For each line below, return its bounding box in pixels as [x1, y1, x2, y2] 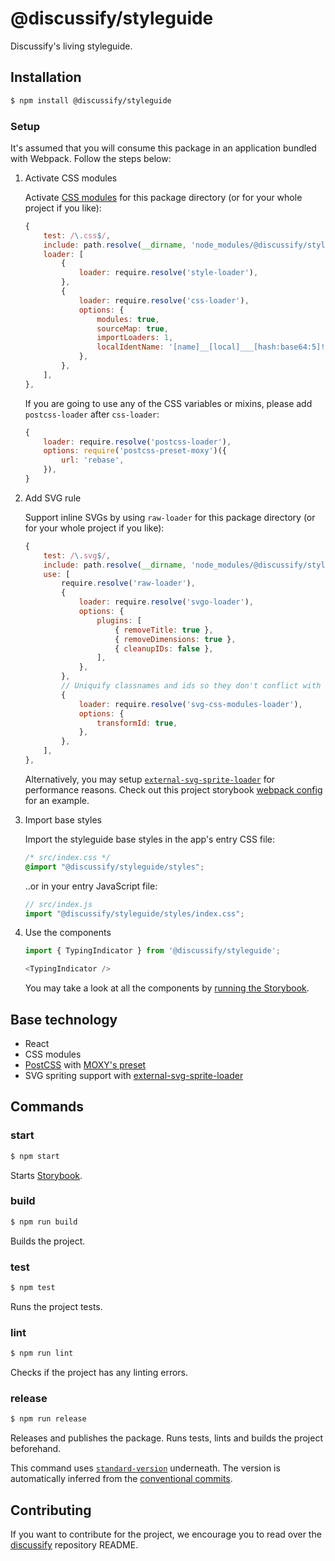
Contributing [10, 1502, 92, 1519]
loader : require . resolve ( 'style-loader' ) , [78, 268, 259, 278]
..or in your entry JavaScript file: [24, 880, 158, 892]
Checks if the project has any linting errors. [10, 1367, 189, 1379]
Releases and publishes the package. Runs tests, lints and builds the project [10, 1432, 323, 1444]
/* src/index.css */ [24, 852, 111, 862]
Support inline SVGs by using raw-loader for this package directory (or [24, 511, 316, 523]
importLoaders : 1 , [96, 333, 174, 343]
